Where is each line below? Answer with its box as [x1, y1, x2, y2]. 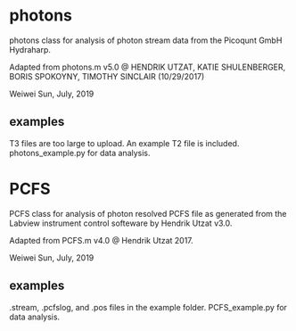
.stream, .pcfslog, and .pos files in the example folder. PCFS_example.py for [9, 302, 288, 312]
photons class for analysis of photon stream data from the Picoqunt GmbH [9, 35, 283, 46]
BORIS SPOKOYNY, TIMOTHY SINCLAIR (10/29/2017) [9, 70, 205, 81]
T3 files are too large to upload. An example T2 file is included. [9, 137, 240, 148]
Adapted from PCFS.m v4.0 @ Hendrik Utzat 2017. [9, 235, 193, 245]
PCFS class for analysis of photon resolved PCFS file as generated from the [9, 208, 287, 219]
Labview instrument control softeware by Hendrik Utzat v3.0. [9, 218, 233, 228]
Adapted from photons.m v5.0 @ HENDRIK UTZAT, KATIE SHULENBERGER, [9, 62, 286, 72]
